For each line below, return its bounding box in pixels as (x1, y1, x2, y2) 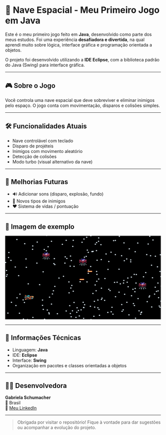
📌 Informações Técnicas (5, 334, 82, 342)
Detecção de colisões (12, 153, 57, 159)
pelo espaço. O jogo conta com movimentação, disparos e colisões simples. (5, 102, 161, 108)
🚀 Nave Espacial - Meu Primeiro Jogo (5, 4, 160, 16)
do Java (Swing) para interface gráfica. (5, 62, 85, 68)
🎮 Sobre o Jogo (5, 82, 56, 90)
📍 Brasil (5, 400, 21, 406)
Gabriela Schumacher (5, 394, 51, 400)
